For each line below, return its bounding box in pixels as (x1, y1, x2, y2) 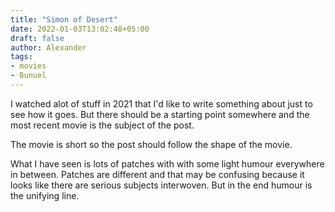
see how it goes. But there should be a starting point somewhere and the (10, 108, 310, 120)
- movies (10, 61, 47, 71)
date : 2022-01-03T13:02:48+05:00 (10, 24, 150, 34)
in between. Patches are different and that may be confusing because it (10, 168, 305, 180)
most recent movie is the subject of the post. (10, 119, 195, 131)
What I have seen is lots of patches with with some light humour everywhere (10, 157, 325, 170)
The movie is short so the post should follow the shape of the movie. (10, 138, 293, 150)
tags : (10, 52, 33, 62)
